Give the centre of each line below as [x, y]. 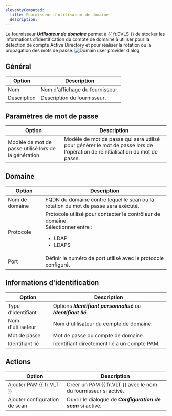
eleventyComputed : [25, 10]
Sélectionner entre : [69, 227]
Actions [18, 362]
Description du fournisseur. [73, 98]
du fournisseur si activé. [95, 391]
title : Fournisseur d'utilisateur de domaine [59, 15]
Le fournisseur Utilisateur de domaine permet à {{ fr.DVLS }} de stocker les [85, 34]
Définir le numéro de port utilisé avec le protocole [105, 258]
